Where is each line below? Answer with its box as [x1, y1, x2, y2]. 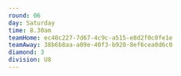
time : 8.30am [8, 26, 52, 34]
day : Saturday [8, 19, 56, 27]
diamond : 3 [8, 48, 45, 56]
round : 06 [8, 11, 41, 20]
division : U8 [8, 56, 52, 64]
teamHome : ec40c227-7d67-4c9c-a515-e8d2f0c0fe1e [8, 33, 173, 42]
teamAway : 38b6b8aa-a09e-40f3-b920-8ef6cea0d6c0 [8, 41, 173, 49]
